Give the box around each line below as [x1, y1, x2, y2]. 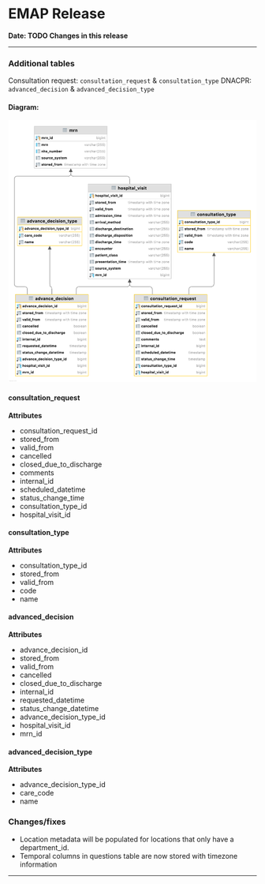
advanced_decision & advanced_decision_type [8, 84, 155, 94]
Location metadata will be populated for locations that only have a [19, 834, 234, 844]
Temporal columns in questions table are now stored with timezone [19, 851, 238, 860]
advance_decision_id [19, 645, 88, 654]
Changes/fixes [8, 816, 66, 827]
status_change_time [19, 493, 85, 502]
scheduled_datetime [19, 485, 86, 494]
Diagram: [8, 102, 39, 111]
